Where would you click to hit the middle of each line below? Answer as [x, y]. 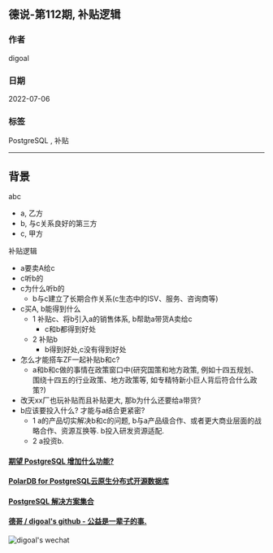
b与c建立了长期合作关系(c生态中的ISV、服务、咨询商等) [125, 298]
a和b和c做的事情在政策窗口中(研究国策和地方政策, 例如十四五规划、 [145, 370]
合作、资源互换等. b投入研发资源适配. [102, 431]
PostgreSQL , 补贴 [39, 141]
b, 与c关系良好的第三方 [58, 224]
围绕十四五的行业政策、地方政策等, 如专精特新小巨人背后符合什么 [141, 380]
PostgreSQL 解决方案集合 [52, 501]
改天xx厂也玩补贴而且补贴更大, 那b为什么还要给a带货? [110, 400]
